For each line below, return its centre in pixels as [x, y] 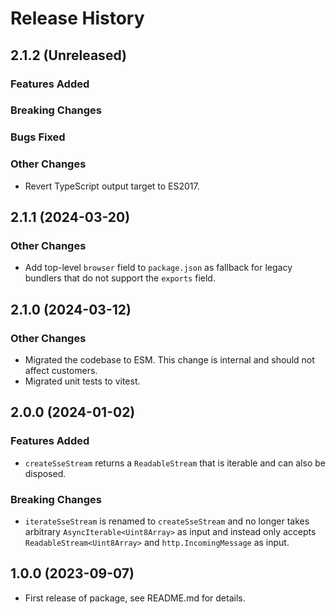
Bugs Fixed [38, 137]
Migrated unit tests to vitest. [82, 381]
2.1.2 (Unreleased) [68, 55]
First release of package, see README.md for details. [135, 598]
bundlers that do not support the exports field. [120, 278]
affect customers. [61, 371]
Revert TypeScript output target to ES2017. [112, 186]
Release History [77, 18]
